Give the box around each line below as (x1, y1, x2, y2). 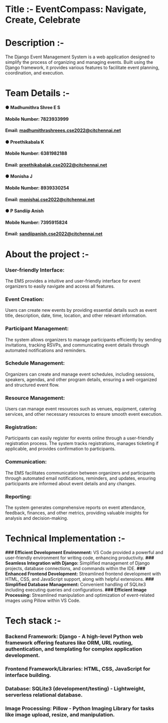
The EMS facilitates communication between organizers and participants (5, 470, 155, 476)
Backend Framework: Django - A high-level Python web (5, 633, 143, 640)
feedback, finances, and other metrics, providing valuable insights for (5, 510, 149, 516)
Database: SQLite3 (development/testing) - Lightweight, (5, 685, 145, 692)
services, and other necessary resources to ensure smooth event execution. (5, 411, 163, 417)
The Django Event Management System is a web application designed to (5, 54, 155, 60)
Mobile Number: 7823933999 (5, 116, 69, 122)
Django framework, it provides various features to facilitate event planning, (5, 64, 159, 71)
